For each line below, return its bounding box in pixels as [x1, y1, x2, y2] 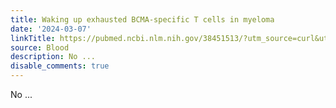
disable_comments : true [10, 61, 110, 71]
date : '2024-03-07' [10, 24, 92, 34]
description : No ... [10, 52, 97, 62]
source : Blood [10, 42, 70, 53]
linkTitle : [10, 33, 56, 43]
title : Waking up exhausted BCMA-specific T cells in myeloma [10, 14, 275, 25]
